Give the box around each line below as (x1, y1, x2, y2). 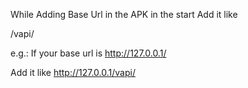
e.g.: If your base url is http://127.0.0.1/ (10, 47, 167, 59)
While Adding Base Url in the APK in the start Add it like (10, 9, 238, 20)
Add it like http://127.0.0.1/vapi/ (10, 67, 136, 78)
